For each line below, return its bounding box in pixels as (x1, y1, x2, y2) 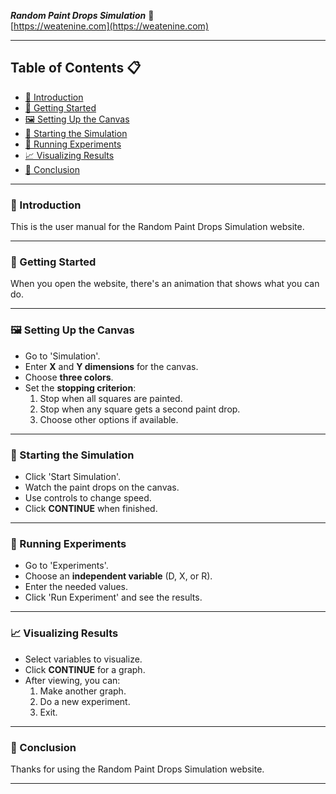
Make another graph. (39, 685, 127, 697)
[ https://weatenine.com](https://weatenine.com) (10, 20, 209, 32)
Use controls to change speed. (24, 492, 152, 504)
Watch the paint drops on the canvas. (24, 481, 180, 493)
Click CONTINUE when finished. (24, 503, 158, 514)
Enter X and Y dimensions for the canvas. (24, 360, 199, 372)
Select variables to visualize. (24, 653, 143, 665)
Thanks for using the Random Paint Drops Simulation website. (10, 763, 265, 775)
